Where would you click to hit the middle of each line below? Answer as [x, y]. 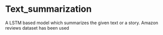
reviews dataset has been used [37, 28]
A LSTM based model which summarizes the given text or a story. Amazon [82, 23]
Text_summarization [49, 9]
